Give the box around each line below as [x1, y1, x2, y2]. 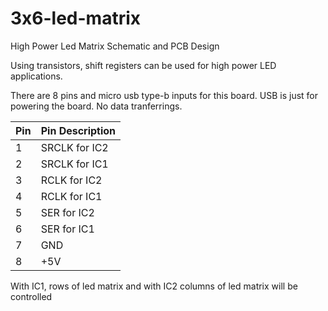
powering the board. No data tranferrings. [10, 100, 183, 112]
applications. [10, 70, 63, 82]
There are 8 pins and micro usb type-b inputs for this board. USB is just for [10, 89, 319, 101]
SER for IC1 [40, 222, 95, 236]
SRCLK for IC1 [40, 157, 109, 171]
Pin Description [40, 123, 117, 137]
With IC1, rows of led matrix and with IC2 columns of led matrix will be [10, 280, 298, 292]
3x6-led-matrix [10, 7, 142, 30]
